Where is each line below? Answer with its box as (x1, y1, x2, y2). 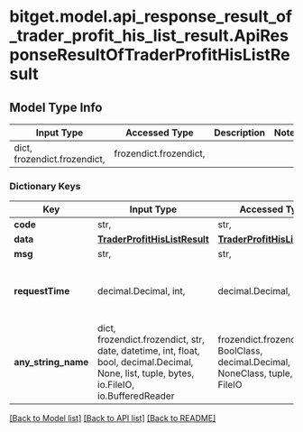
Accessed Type (124, 126, 194, 139)
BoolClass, (217, 345, 263, 357)
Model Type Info (9, 99, 103, 115)
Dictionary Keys (9, 179, 81, 192)
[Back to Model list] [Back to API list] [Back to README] (9, 413, 216, 424)
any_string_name (14, 356, 89, 369)
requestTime (14, 285, 70, 298)
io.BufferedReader (97, 390, 175, 402)
